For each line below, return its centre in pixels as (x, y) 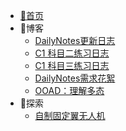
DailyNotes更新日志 (75, 40)
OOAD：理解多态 (69, 90)
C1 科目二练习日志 (72, 53)
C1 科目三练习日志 (72, 65)
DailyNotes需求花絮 (75, 78)
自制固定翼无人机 (70, 115)
